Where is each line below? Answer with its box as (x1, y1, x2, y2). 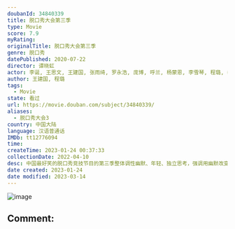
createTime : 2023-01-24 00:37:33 (7, 147, 105, 154)
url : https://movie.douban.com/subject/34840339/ (7, 102, 155, 109)
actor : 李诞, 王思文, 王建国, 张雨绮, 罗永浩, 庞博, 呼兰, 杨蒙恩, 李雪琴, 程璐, (7, 69, 225, 76)
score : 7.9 (7, 29, 39, 37)
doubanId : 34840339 (7, 10, 64, 18)
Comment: (7, 212, 55, 224)
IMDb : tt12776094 (7, 134, 58, 141)
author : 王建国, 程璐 (7, 75, 65, 83)
